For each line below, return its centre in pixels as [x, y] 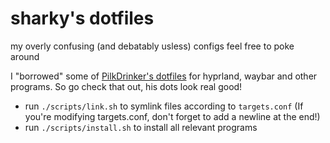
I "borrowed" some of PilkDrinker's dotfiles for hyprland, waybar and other [164, 76]
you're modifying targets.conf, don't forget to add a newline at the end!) [172, 116]
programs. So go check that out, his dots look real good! [126, 86]
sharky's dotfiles [82, 18]
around [25, 56]
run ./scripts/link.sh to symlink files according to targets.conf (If [164, 106]
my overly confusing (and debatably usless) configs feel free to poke [152, 46]
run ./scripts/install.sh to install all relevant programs [141, 127]
